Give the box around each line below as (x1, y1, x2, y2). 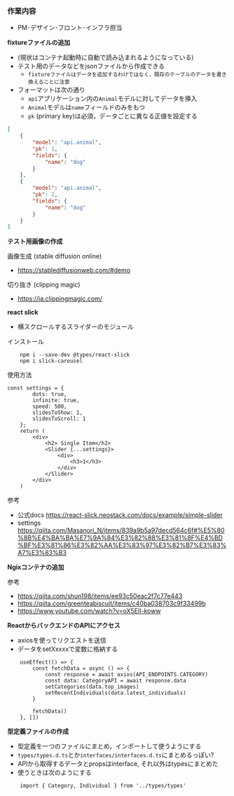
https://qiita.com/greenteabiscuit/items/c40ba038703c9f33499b (17, 599, 206, 608)
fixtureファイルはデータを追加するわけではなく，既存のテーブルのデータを (27, 71, 217, 78)
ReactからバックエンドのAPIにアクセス (7, 622, 121, 630)
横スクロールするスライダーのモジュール (17, 322, 135, 331)
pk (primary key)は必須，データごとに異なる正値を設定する (27, 112, 198, 121)
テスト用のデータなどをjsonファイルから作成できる (17, 62, 165, 71)
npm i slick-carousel (20, 357, 83, 365)
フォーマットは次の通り (17, 85, 85, 94)
